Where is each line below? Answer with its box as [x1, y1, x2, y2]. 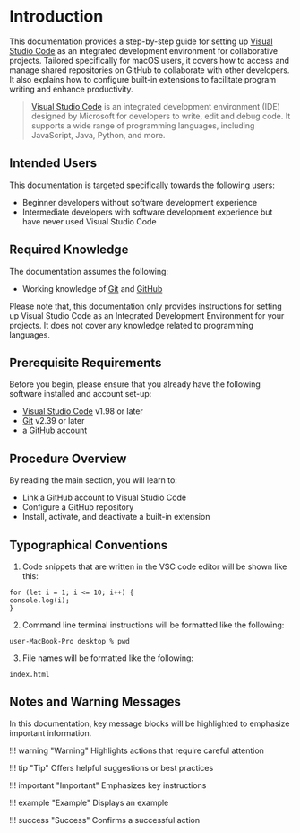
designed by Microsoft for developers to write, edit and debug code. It [30, 110, 291, 121]
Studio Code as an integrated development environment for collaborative [9, 45, 279, 56]
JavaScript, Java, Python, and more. [30, 129, 166, 140]
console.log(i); [9, 596, 70, 605]
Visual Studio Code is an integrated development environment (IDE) [30, 101, 280, 111]
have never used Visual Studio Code [21, 215, 157, 226]
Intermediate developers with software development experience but [21, 206, 273, 217]
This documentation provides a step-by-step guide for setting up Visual [9, 36, 273, 47]
